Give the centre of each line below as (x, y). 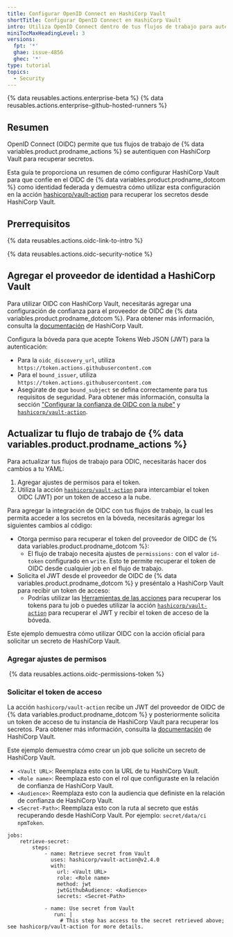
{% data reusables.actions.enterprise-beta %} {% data (86, 98)
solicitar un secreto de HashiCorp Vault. (64, 641)
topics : (18, 72)
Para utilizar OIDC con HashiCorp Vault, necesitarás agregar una (100, 303)
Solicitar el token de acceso (55, 691)
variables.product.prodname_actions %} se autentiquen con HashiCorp (109, 152)
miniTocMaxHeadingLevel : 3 (46, 33)
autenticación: (28, 346)
